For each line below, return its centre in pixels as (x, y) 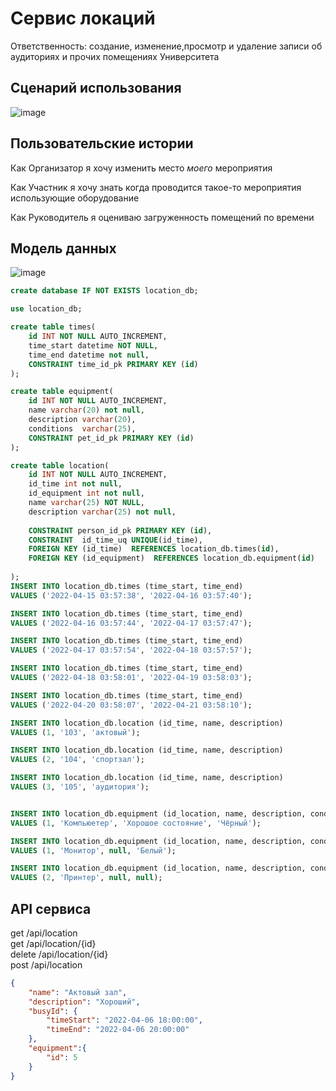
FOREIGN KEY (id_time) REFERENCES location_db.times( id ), (154, 549)
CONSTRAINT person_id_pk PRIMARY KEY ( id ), (120, 530)
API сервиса (51, 908)
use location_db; (46, 309)
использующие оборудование (75, 198)
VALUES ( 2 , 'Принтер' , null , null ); (86, 878)
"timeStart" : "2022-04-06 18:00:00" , (124, 1020)
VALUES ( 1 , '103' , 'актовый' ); (75, 732)
